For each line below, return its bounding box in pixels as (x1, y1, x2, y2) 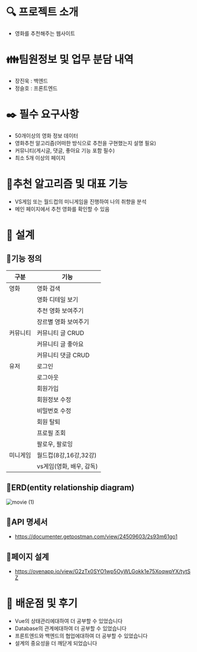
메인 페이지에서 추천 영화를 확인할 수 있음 (14, 205, 110, 212)
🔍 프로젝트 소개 (6, 5, 79, 19)
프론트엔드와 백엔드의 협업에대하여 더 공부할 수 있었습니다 (14, 632, 148, 640)
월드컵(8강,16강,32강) (36, 451, 97, 459)
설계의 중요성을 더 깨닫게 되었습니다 (14, 640, 98, 647)
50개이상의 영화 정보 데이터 (14, 132, 79, 139)
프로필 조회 (36, 429, 66, 437)
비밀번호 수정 (36, 407, 72, 415)
